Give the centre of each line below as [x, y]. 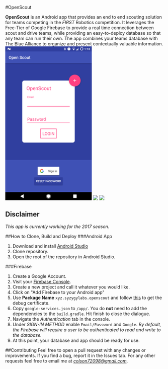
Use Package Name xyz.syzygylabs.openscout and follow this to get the [87, 298]
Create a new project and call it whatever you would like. [71, 287]
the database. [27, 335]
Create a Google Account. [39, 276]
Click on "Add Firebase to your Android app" [58, 292]
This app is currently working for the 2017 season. [57, 227]
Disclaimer [22, 214]
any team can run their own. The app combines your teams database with [82, 38]
